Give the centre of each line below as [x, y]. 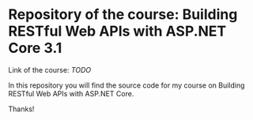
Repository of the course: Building [123, 15]
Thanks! [21, 109]
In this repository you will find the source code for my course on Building [126, 85]
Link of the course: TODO [50, 69]
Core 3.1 [35, 48]
